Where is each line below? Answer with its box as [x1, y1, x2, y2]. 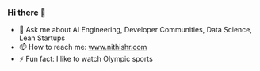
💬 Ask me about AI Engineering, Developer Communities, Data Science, [18, 25, 253, 35]
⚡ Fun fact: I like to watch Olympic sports [18, 54, 154, 64]
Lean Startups [18, 33, 65, 43]
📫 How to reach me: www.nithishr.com [18, 43, 147, 52]
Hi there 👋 [7, 7, 47, 18]
